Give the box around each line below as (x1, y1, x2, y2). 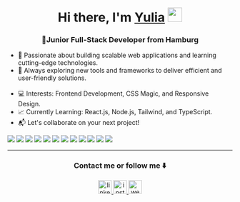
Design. (17, 100, 41, 108)
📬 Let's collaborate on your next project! (17, 118, 140, 127)
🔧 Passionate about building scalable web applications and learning (17, 51, 216, 60)
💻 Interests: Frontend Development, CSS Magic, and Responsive (17, 89, 209, 98)
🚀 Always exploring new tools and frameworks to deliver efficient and (17, 66, 223, 75)
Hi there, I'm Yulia (57, 9, 166, 26)
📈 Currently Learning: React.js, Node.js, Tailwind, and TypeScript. (17, 108, 213, 116)
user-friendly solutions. (17, 74, 87, 82)
